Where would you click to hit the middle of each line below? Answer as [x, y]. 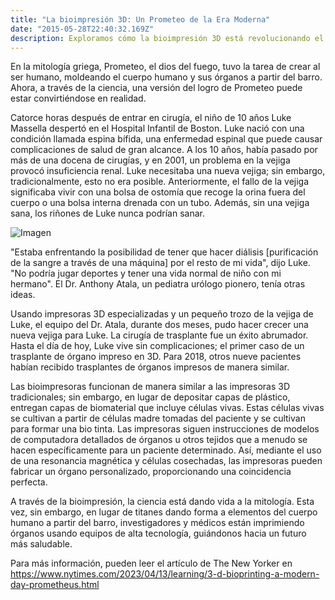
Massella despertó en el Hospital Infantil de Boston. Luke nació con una [157, 128]
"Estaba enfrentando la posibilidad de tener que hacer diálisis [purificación [164, 252]
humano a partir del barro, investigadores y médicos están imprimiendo [157, 523]
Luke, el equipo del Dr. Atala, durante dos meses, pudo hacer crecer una [159, 325]
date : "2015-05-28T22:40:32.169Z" [82, 29]
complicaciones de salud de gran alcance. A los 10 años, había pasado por [164, 150]
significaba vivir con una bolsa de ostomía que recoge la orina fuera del [158, 192]
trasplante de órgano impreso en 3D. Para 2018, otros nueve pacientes [156, 357]
